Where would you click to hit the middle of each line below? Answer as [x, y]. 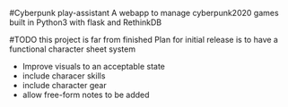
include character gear [64, 85]
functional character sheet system [73, 49]
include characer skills [64, 76]
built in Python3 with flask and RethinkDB [86, 22]
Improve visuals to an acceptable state [94, 66]
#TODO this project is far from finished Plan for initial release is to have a [144, 40]
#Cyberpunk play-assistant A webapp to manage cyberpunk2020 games [144, 13]
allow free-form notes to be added [86, 95]
